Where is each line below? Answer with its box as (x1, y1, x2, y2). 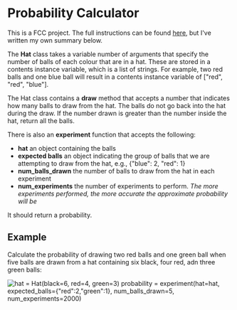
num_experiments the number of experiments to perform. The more (17, 181, 218, 190)
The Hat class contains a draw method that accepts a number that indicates (7, 94, 230, 102)
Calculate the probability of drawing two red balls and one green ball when (7, 250, 226, 259)
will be (17, 197, 38, 205)
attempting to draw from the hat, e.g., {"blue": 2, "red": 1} (17, 159, 186, 168)
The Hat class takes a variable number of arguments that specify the (7, 50, 209, 58)
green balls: (7, 265, 42, 274)
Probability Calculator (7, 5, 139, 21)
